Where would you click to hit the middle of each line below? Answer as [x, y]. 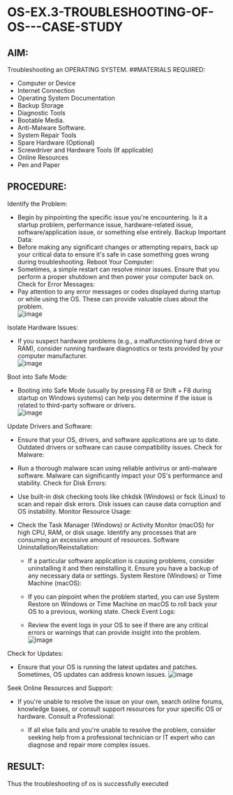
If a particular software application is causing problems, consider [121, 561]
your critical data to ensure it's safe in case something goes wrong [113, 254]
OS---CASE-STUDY [65, 27]
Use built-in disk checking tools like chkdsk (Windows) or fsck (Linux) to [121, 496]
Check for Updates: [36, 653]
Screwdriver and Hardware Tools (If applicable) [85, 150]
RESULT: [26, 767]
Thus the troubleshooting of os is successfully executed [88, 783]
